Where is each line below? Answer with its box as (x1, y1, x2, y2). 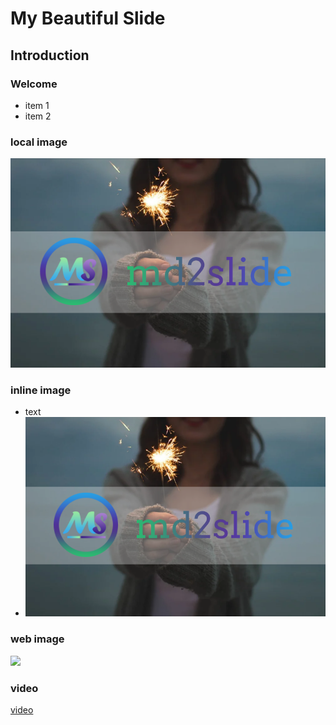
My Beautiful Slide (10, 7, 166, 30)
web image (10, 632, 65, 646)
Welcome (10, 77, 58, 91)
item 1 (24, 99, 50, 111)
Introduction (10, 47, 90, 64)
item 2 (24, 110, 52, 122)
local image (10, 135, 68, 149)
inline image (10, 383, 72, 397)
